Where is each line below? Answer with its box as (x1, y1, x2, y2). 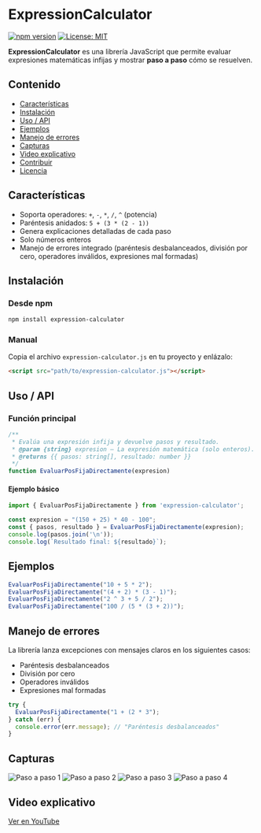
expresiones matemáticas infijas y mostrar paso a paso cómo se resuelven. (8, 55, 253, 65)
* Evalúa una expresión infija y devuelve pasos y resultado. (11, 438, 220, 446)
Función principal (8, 413, 76, 424)
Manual (8, 335, 38, 346)
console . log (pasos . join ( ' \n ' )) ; (8, 531, 114, 539)
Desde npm (8, 298, 53, 309)
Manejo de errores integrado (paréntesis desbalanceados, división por (19, 242, 248, 253)
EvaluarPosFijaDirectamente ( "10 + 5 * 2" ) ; (8, 580, 153, 588)
